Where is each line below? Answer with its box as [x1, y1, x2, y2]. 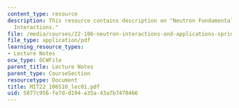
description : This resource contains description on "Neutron [7, 17, 196, 24]
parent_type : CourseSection [7, 70, 91, 77]
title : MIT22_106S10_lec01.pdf [7, 83, 100, 90]
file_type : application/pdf [7, 37, 91, 44]
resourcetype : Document [7, 76, 78, 84]
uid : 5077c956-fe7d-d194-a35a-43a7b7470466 [7, 90, 139, 97]
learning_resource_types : [7, 43, 84, 50]
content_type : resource [7, 10, 78, 18]
